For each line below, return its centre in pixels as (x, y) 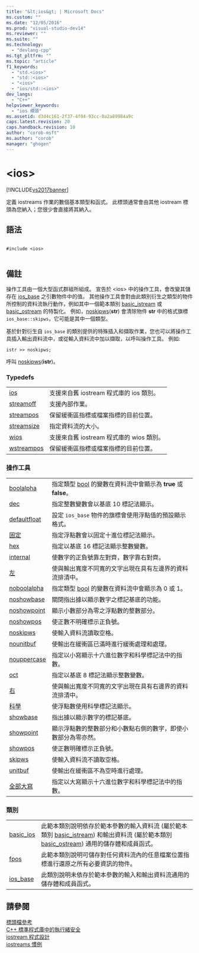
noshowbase (27, 599)
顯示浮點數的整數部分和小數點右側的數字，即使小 (120, 728)
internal (20, 557)
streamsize (25, 426)
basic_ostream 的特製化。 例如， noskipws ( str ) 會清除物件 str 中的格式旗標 (97, 311)
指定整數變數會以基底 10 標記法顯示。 (105, 504)
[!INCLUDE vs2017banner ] (38, 190)
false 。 (62, 493)
